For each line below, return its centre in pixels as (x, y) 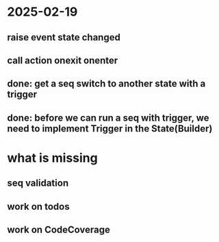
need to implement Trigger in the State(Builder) (110, 129)
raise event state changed (64, 37)
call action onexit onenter (63, 60)
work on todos (38, 206)
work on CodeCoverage (59, 230)
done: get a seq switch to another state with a (106, 84)
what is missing (52, 158)
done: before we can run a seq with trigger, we (108, 118)
